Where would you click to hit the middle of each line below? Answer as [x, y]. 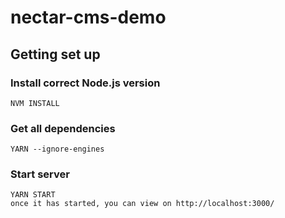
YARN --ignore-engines [57, 149]
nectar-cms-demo [88, 17]
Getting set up [55, 54]
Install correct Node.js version [85, 83]
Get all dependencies [63, 128]
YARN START [33, 195]
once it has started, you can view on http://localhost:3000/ [142, 204]
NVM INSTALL [35, 103]
